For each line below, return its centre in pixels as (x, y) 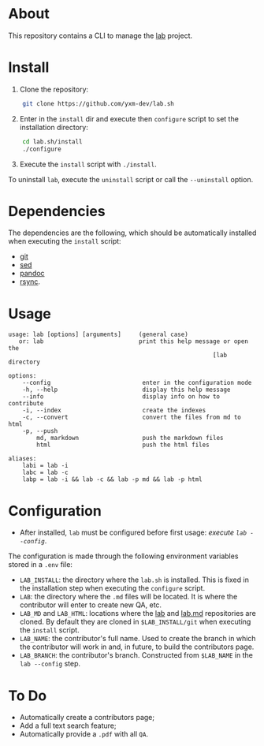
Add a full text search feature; (68, 725)
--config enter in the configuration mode (137, 383)
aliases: (22, 459)
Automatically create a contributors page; (87, 718)
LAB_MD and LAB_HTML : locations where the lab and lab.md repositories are (138, 614)
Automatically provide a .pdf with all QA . (84, 734)
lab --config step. (50, 664)
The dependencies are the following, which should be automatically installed (132, 233)
